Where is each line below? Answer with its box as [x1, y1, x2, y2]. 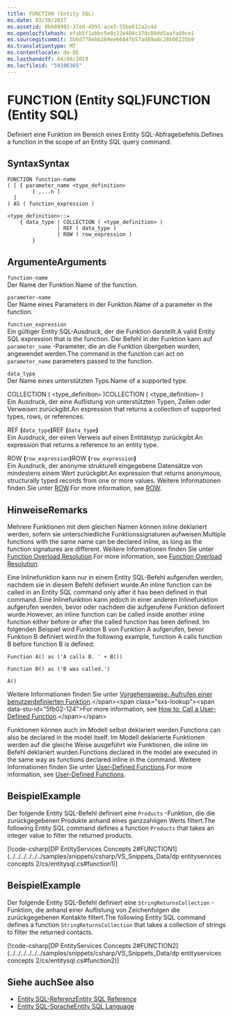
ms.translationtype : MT [7, 43, 77, 50]
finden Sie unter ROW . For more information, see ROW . [7, 484, 162, 492]
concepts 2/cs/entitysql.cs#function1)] [7, 859, 118, 868]
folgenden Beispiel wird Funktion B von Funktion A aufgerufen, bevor [7, 625, 204, 633]
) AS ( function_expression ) [7, 200, 95, 208]
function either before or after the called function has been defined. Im [7, 618, 210, 626]
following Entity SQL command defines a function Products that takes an [7, 824, 214, 832]
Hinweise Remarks [7, 504, 88, 516]
